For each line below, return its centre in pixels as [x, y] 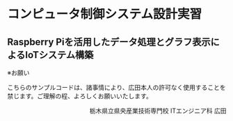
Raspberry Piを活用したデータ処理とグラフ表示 [109, 42]
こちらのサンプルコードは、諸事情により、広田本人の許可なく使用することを [116, 87]
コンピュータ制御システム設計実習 [105, 14]
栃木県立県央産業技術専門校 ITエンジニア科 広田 [158, 111]
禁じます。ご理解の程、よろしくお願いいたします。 [80, 96]
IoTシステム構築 [59, 55]
